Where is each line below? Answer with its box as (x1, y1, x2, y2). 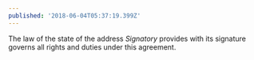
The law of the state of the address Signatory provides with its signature (8, 34, 246, 43)
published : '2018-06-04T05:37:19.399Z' (8, 11, 141, 20)
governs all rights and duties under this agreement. (8, 42, 177, 52)
